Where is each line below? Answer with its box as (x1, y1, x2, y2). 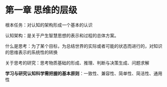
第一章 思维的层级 (5, 4, 77, 16)
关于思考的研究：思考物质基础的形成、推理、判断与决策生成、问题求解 (5, 60, 150, 66)
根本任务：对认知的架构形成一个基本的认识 (5, 22, 93, 28)
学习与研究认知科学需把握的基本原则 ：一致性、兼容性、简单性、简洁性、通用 (5, 70, 163, 76)
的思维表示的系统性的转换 (5, 49, 58, 55)
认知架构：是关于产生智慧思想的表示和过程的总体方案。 (5, 32, 119, 38)
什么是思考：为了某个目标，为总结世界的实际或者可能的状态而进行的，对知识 (5, 43, 163, 49)
